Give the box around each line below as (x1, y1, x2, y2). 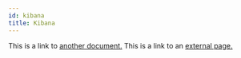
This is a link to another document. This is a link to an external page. (8, 41, 233, 50)
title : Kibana (8, 19, 56, 27)
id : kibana (8, 11, 45, 20)
